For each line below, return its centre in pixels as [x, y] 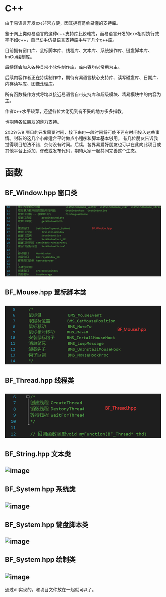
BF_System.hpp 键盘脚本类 [47, 524]
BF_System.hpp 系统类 [40, 489]
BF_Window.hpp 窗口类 [41, 192]
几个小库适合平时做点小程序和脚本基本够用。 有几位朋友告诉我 [94, 138]
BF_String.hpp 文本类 [38, 454]
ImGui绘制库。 [20, 56]
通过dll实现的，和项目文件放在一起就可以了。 [51, 590]
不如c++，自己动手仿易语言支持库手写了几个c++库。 [63, 40]
